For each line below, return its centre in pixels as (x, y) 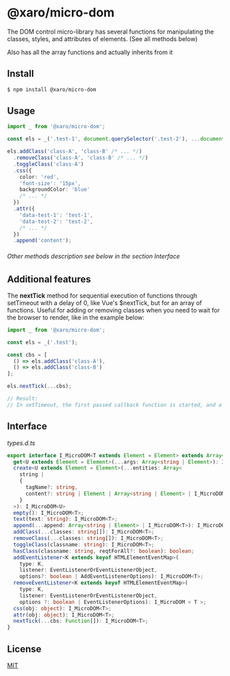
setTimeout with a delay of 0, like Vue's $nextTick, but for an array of (105, 302)
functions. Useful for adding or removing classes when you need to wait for (114, 310)
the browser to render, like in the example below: (76, 317)
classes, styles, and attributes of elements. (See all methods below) (102, 38)
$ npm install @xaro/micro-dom (52, 89)
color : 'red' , (39, 177)
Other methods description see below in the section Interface (93, 256)
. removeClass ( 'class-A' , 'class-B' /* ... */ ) (81, 158)
